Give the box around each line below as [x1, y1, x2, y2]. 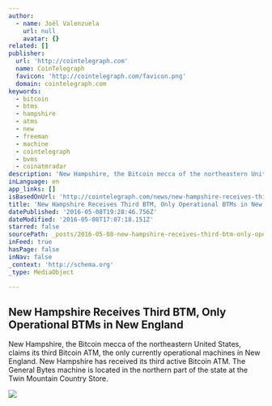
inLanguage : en [8, 177, 60, 186]
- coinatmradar [15, 163, 67, 171]
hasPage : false [8, 246, 60, 254]
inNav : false [8, 253, 53, 261]
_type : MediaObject [8, 268, 74, 276]
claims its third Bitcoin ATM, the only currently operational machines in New [8, 348, 261, 357]
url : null [23, 27, 57, 35]
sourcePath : [8, 230, 49, 239]
